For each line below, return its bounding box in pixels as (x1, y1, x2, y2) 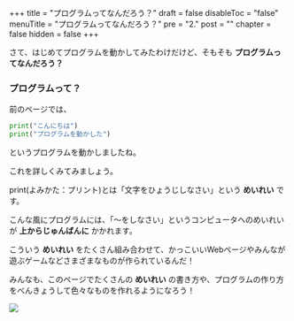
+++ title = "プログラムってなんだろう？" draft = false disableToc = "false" (9, 8, 279, 18)
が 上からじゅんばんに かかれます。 (9, 225, 137, 236)
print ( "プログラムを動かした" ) (9, 130, 112, 139)
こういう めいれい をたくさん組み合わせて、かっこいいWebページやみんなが (9, 244, 286, 255)
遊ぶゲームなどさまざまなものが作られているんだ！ (9, 256, 195, 266)
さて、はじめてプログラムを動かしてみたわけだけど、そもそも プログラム (9, 47, 275, 57)
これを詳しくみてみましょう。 (9, 166, 118, 177)
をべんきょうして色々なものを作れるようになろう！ (9, 286, 196, 296)
